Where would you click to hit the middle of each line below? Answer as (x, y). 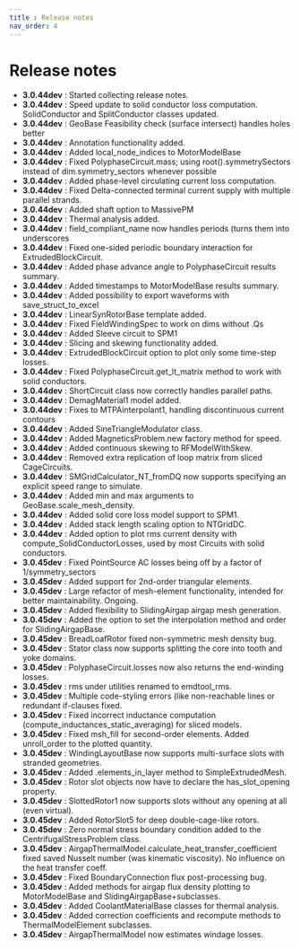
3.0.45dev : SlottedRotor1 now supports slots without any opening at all (154, 801)
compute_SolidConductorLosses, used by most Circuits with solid (143, 543)
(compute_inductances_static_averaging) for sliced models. (132, 725)
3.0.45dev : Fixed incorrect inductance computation (119, 716)
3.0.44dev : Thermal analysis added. (91, 219)
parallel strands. (52, 200)
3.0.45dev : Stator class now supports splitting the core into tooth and (152, 648)
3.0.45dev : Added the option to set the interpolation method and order (154, 619)
